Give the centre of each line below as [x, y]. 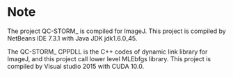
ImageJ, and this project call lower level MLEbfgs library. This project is [109, 58]
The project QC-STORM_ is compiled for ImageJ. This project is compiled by [116, 31]
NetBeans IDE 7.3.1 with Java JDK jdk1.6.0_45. [72, 38]
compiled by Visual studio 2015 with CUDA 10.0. [76, 66]
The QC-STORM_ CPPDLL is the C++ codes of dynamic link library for [107, 52]
